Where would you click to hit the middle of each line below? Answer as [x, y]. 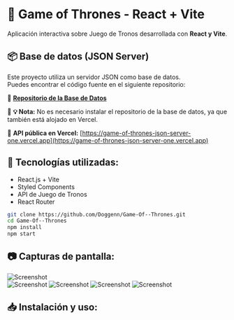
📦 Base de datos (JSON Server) [78, 56]
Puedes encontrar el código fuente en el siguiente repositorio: [96, 84]
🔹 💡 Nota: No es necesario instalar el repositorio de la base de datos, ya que [117, 111]
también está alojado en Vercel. [53, 119]
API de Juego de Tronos [52, 194]
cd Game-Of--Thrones [37, 221]
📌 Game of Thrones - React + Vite [106, 14]
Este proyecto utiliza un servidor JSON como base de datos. [94, 77]
